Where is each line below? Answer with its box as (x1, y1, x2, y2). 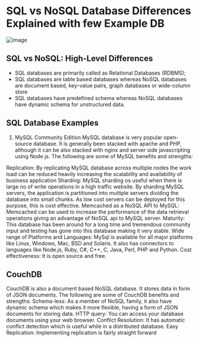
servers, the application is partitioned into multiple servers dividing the (6, 189, 179, 196)
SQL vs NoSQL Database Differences (6, 4, 191, 18)
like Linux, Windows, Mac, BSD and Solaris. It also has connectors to (6, 239, 174, 247)
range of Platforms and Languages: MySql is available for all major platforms (6, 233, 193, 241)
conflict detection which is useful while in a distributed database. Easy (6, 323, 179, 330)
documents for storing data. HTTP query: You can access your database (6, 310, 184, 318)
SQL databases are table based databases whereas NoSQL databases (14, 75, 187, 82)
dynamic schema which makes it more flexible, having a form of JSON (6, 304, 178, 311)
